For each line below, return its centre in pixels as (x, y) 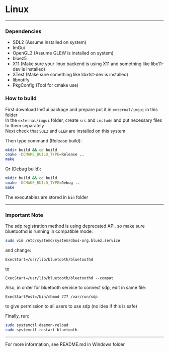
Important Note (24, 215)
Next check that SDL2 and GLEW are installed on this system (65, 131)
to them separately (25, 125)
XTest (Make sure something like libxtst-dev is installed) (70, 75)
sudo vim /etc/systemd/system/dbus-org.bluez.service (63, 241)
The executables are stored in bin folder (47, 197)
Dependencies (23, 31)
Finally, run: (17, 316)
